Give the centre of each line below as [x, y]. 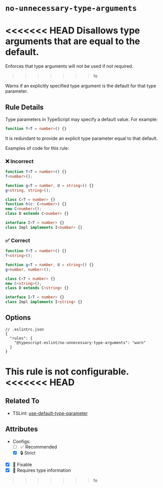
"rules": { [21, 338]
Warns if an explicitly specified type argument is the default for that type [81, 86]
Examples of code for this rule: [37, 148]
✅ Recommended [38, 446]
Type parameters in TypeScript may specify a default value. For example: [81, 119]
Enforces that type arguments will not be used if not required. [69, 66]
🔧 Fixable [22, 464]
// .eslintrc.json [25, 329]
